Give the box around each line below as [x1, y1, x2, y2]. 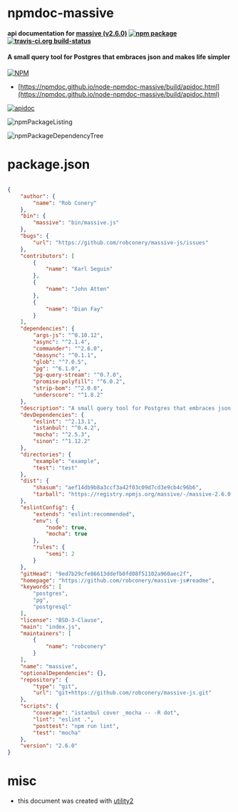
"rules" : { [33, 543, 66, 551]
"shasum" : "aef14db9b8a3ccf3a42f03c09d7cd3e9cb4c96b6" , [33, 484, 202, 491]
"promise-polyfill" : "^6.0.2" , [33, 378, 126, 385]
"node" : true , [45, 524, 88, 531]
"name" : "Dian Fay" [45, 305, 103, 313]
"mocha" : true [45, 531, 88, 538]
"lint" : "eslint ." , [33, 716, 94, 723]
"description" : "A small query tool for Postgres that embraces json [20, 405, 232, 412]
